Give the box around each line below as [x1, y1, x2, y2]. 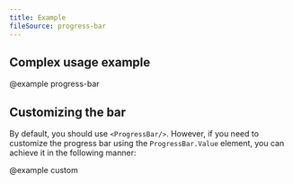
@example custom [9, 165, 78, 176]
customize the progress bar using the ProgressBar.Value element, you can [9, 138, 285, 149]
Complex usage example [9, 55, 151, 70]
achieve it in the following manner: [9, 147, 137, 158]
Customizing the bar [9, 104, 127, 119]
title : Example [9, 13, 67, 22]
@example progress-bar [9, 78, 101, 90]
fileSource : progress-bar [9, 22, 106, 31]
